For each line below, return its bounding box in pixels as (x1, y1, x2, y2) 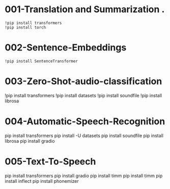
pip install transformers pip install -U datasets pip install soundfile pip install (5, 132, 164, 139)
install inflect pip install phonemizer (5, 178, 79, 184)
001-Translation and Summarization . (5, 4, 165, 15)
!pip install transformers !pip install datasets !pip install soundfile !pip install (5, 92, 162, 98)
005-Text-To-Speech (5, 155, 96, 167)
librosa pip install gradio (5, 138, 55, 144)
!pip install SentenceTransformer (5, 59, 78, 64)
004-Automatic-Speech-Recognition (5, 116, 165, 127)
